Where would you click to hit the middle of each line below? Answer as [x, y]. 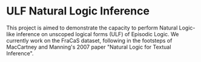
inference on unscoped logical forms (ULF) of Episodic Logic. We [97, 34]
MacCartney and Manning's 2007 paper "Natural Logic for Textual [89, 47]
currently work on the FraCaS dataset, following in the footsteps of [89, 40]
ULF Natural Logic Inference [78, 11]
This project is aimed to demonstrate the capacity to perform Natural [92, 28]
